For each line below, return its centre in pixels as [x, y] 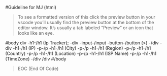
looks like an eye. [36, 33]
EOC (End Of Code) [38, 68]
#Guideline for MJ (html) [31, 7]
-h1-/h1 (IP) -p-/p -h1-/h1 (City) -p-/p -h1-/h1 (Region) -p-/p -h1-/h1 [82, 48]
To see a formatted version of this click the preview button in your [87, 17]
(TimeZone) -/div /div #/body [36, 59]
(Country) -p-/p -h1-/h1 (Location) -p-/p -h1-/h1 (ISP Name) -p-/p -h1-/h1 [81, 53]
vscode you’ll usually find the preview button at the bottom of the [86, 22]
